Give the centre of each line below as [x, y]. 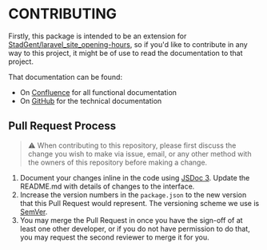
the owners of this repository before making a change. [118, 162]
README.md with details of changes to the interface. [107, 186]
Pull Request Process [62, 126]
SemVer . [34, 212]
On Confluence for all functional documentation [98, 92]
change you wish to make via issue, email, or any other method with [139, 153]
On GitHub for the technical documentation [91, 101]
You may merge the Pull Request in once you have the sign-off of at [131, 220]
